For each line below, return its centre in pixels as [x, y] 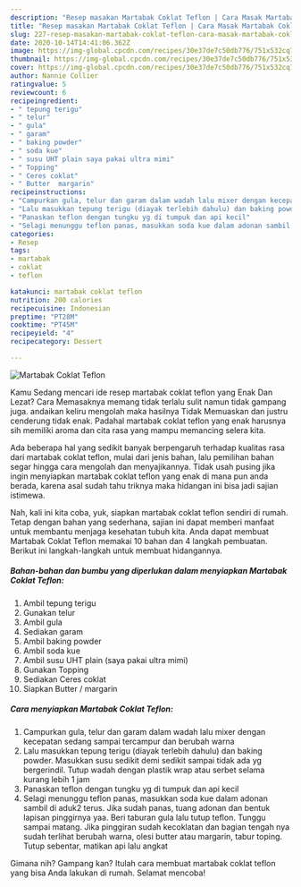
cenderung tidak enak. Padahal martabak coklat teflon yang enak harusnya [148, 421]
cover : [22, 68]
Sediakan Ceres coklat [64, 679]
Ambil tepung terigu [59, 603]
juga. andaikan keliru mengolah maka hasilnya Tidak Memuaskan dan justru [149, 411]
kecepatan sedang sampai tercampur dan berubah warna [129, 741]
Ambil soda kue [52, 651]
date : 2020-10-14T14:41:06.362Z [70, 43]
